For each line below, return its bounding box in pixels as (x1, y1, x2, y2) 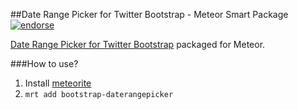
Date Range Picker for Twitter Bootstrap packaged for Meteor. (10, 39, 266, 50)
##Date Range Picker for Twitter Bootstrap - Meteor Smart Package (10, 9, 289, 20)
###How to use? (10, 58, 79, 69)
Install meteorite (24, 77, 92, 89)
